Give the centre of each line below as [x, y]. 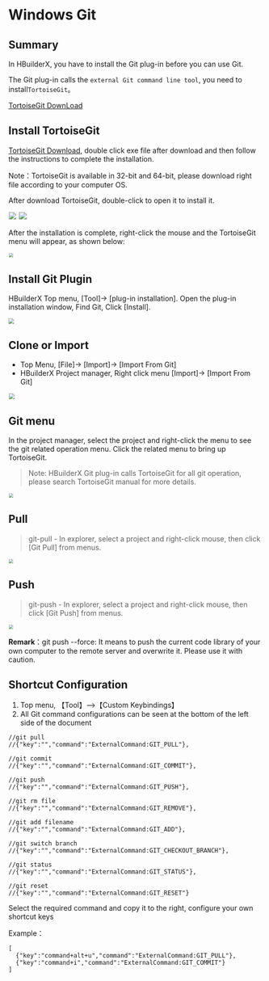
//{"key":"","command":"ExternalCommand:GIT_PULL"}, [99, 745]
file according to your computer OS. [68, 184]
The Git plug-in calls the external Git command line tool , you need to [125, 80]
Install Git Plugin [50, 279]
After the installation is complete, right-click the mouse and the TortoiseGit [132, 233]
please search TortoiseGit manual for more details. [112, 482]
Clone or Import [48, 345]
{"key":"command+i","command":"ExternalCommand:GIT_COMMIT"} [121, 963]
